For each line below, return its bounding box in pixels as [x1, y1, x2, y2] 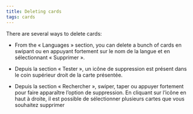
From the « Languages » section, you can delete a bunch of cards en [14, 42, 182, 49]
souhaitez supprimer [14, 101, 65, 108]
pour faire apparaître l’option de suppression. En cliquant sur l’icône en [14, 89, 187, 96]
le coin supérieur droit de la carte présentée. [14, 71, 123, 78]
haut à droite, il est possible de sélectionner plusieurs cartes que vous [14, 95, 185, 102]
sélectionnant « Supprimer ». [14, 54, 85, 61]
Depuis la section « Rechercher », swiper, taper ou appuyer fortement [14, 82, 184, 89]
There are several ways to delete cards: [6, 30, 102, 37]
